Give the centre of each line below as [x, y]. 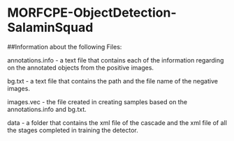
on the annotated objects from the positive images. [81, 67]
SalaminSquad [50, 27]
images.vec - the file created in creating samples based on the [97, 101]
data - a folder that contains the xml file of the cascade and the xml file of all [117, 122]
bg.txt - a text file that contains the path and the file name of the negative [113, 81]
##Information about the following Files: [65, 47]
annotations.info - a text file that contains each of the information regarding [116, 60]
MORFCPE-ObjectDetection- [92, 13]
